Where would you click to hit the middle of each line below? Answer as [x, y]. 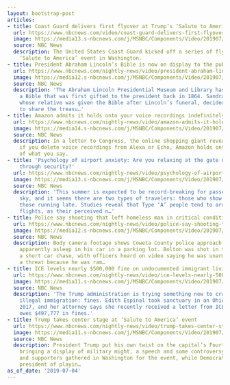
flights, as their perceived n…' [67, 211]
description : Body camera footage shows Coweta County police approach [118, 243]
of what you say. [44, 154]
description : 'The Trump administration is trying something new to [113, 294]
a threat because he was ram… [63, 262]
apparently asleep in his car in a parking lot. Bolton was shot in [119, 250]
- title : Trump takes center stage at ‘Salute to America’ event [102, 320]
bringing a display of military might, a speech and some [104, 352]
